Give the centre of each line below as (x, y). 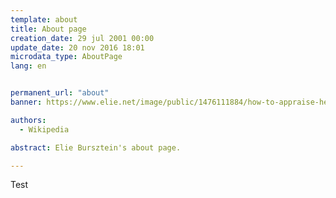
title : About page (48, 29)
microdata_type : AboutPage (66, 57)
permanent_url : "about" (60, 93)
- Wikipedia (44, 129)
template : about (44, 19)
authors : (28, 120)
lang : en (28, 66)
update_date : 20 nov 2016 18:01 (77, 47)
